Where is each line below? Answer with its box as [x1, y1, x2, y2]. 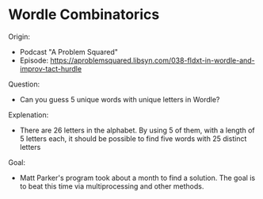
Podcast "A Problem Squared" [19, 47, 119, 56]
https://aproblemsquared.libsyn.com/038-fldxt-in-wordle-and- [50, 55, 255, 65]
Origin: [8, 32, 30, 41]
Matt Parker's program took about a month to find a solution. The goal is [19, 173, 256, 182]
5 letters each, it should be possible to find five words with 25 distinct [19, 133, 247, 144]
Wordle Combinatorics [8, 6, 160, 24]
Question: [8, 79, 40, 89]
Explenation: [8, 109, 49, 120]
